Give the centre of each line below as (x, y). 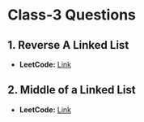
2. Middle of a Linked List (72, 90)
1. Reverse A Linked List (68, 45)
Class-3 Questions (72, 15)
